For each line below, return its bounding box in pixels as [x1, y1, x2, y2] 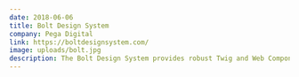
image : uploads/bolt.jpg [9, 46, 101, 55]
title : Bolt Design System [9, 21, 109, 30]
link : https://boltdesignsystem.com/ [9, 37, 149, 47]
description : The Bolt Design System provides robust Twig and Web [9, 54, 265, 63]
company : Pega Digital [9, 29, 93, 38]
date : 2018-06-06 [9, 12, 74, 22]
